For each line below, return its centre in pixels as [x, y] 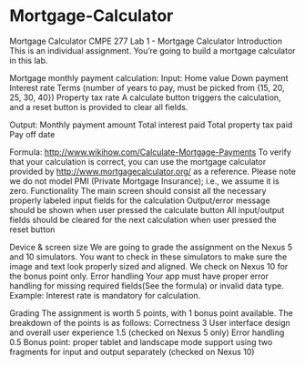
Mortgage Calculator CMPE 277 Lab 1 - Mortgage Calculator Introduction [146, 41]
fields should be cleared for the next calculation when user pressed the [143, 219]
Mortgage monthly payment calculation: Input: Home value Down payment [149, 77]
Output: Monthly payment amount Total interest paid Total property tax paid [151, 125]
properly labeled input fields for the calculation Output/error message [140, 200]
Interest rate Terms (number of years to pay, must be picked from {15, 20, [147, 87]
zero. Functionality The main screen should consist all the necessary [138, 190]
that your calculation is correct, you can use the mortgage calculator [138, 161]
